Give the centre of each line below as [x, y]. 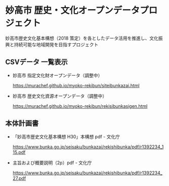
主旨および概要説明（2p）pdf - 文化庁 [52, 163]
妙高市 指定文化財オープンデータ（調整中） [57, 75]
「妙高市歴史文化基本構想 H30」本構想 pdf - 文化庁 [66, 136]
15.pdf [19, 152]
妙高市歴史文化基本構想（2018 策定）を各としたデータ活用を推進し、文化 [82, 38]
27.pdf [19, 178]
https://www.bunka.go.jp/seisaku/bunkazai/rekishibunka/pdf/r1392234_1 [88, 147]
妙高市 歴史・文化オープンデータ [73, 10]
